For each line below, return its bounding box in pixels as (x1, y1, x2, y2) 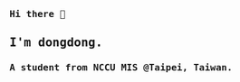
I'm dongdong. (9, 35, 103, 50)
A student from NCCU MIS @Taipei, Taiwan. (9, 62, 233, 74)
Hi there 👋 (9, 8, 66, 20)
